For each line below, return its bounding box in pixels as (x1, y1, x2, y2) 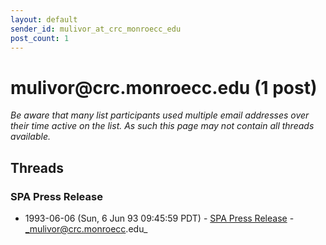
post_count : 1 (10, 33, 70, 43)
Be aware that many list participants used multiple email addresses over (10, 109, 310, 121)
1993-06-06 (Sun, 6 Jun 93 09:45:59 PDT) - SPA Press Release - (24, 212, 295, 224)
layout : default (10, 14, 78, 25)
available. (10, 131, 52, 143)
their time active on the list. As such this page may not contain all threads (10, 120, 315, 132)
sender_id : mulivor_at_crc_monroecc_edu (10, 24, 182, 34)
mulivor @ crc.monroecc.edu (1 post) (10, 76, 318, 99)
